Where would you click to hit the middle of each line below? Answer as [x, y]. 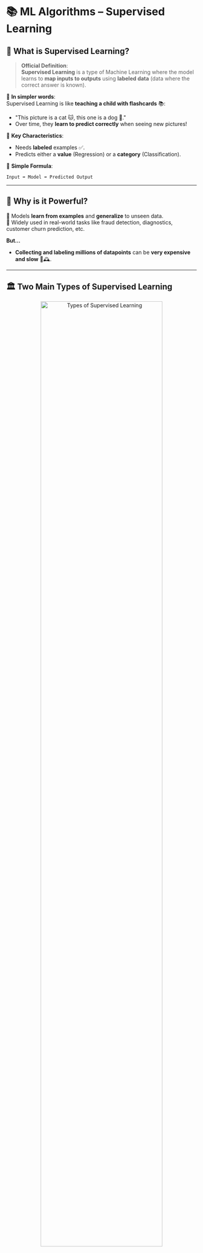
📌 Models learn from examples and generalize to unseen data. [85, 216]
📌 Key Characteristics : [35, 136]
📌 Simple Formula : [30, 166]
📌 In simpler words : [31, 97]
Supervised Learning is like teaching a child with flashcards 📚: [86, 103]
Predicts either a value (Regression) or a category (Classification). [98, 154]
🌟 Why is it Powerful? [47, 201]
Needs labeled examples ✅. [50, 147]
